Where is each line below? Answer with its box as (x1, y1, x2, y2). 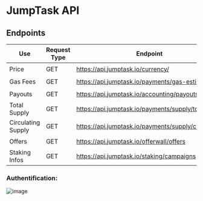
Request (46, 46, 71, 54)
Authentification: (6, 174, 58, 182)
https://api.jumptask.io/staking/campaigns (76, 152, 196, 160)
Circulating (9, 119, 40, 127)
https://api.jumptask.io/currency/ (76, 65, 169, 73)
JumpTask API (6, 4, 80, 18)
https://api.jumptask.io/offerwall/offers (76, 137, 186, 145)
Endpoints (6, 28, 46, 38)
